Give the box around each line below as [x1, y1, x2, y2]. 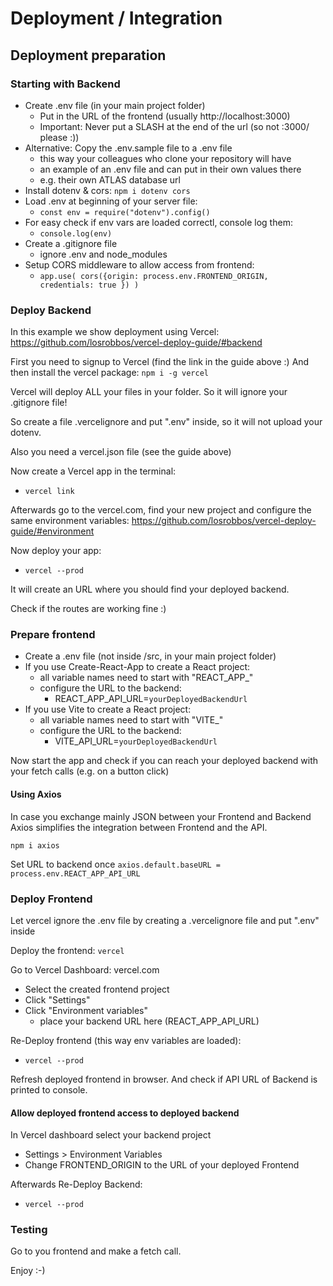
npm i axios [10, 840, 60, 851]
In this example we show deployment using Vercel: [10, 326, 220, 338]
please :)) [39, 131, 80, 143]
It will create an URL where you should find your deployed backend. [10, 583, 290, 596]
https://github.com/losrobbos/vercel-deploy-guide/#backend [10, 337, 263, 349]
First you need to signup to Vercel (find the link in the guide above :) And [10, 356, 310, 368]
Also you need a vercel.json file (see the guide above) [10, 446, 232, 458]
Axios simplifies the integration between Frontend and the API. [10, 821, 268, 833]
